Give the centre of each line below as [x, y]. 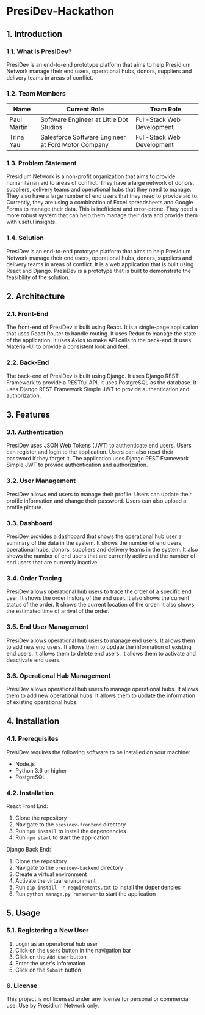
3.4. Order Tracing [34, 578]
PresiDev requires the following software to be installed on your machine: [98, 752]
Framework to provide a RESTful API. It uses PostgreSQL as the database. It [102, 382]
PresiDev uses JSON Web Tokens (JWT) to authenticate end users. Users [99, 446]
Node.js [25, 764]
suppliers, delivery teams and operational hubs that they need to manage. [99, 189]
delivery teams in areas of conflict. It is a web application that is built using [100, 264]
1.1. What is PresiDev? [39, 51]
